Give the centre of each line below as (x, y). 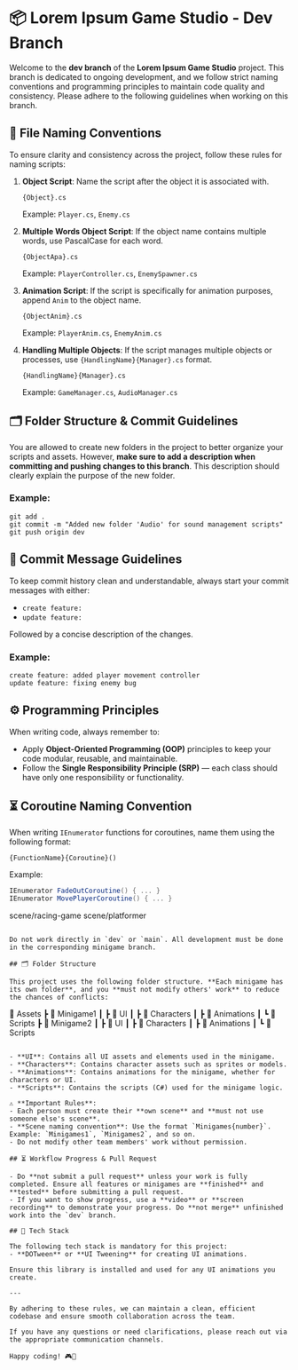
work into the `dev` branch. (63, 1216)
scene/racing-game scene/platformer (78, 915)
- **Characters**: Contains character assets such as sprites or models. (149, 1065)
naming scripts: (38, 164)
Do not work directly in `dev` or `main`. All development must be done (146, 940)
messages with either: (50, 590)
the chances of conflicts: (59, 998)
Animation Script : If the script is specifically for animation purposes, (147, 290)
